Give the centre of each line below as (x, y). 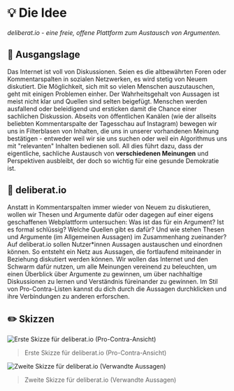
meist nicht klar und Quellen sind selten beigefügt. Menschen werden (107, 101)
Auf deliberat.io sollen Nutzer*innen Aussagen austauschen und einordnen (115, 244)
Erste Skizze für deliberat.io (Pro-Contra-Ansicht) (95, 353)
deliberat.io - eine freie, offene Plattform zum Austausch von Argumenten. (114, 32)
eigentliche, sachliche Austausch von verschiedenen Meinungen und (108, 153)
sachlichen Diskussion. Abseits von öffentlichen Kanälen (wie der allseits (112, 116)
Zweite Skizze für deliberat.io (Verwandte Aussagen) (100, 380)
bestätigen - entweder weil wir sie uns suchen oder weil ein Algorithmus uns (117, 138)
